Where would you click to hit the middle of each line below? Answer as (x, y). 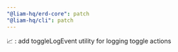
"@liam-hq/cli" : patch (40, 20)
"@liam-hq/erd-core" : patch (48, 14)
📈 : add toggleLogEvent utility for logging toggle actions (89, 41)
